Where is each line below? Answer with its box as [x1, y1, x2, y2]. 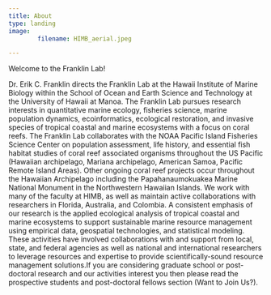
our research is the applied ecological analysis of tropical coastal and [8, 208, 240, 219]
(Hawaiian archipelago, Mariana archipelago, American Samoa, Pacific [8, 157, 243, 167]
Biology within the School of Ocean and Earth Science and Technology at [8, 88, 252, 98]
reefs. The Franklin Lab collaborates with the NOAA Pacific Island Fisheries [8, 131, 258, 141]
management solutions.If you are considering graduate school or [8, 260, 225, 270]
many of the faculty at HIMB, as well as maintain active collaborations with [8, 191, 256, 201]
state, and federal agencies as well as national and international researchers [8, 243, 262, 253]
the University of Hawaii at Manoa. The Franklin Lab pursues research [8, 96, 241, 106]
